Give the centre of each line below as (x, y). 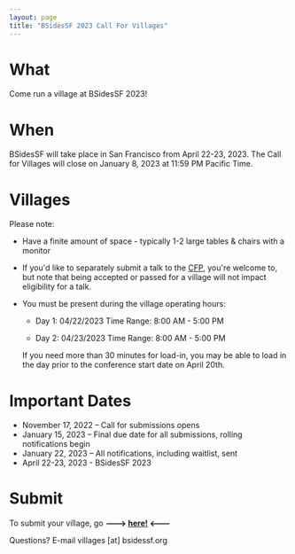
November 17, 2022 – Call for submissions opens (111, 425)
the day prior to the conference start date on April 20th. (123, 365)
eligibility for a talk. (56, 287)
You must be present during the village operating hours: (124, 304)
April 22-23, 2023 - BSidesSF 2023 (87, 463)
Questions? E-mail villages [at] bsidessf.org (89, 541)
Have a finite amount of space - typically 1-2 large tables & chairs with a (153, 241)
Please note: (32, 224)
